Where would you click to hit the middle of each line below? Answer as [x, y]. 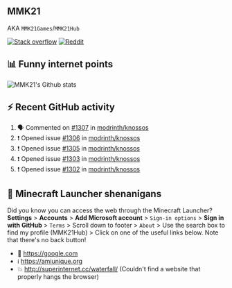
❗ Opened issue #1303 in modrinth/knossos [79, 159]
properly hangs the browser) [58, 277]
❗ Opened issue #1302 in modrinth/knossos [79, 169]
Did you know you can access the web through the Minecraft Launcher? [110, 210]
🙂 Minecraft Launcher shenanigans [84, 194]
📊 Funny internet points [60, 64]
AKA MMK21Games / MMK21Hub [43, 28]
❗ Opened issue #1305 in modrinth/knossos [79, 149]
